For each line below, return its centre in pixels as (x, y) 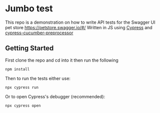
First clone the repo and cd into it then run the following (62, 60)
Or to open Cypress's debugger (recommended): (55, 96)
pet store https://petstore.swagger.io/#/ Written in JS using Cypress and (79, 27)
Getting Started (29, 48)
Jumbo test (29, 9)
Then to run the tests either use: (38, 78)
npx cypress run (22, 87)
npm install (17, 69)
